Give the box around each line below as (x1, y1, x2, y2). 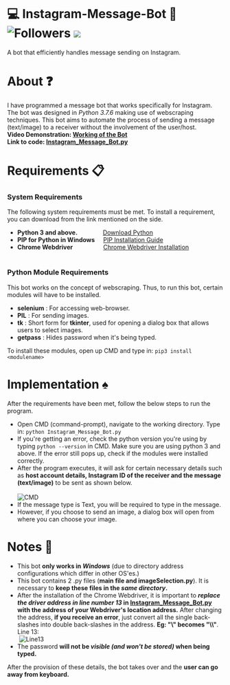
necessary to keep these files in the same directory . (16, 583, 168, 592)
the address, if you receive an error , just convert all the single (16, 613, 193, 621)
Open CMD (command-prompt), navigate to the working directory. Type (16, 420, 221, 428)
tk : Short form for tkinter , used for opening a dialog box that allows (16, 318, 209, 327)
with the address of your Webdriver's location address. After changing (16, 605, 222, 613)
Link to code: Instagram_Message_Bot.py (7, 138, 128, 146)
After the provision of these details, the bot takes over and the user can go (7, 662, 218, 671)
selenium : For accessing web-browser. (16, 304, 130, 312)
